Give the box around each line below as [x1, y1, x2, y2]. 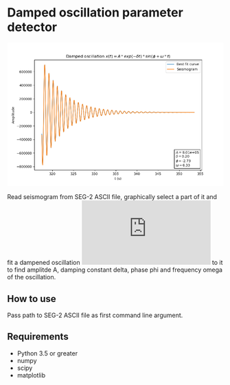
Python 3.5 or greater [16, 349, 78, 358]
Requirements [7, 331, 69, 342]
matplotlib [16, 371, 46, 379]
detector [7, 19, 58, 35]
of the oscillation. [7, 273, 56, 281]
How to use [7, 293, 56, 305]
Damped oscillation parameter [7, 5, 183, 21]
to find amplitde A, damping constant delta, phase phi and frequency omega [7, 266, 223, 274]
